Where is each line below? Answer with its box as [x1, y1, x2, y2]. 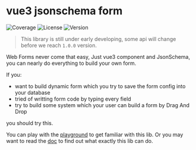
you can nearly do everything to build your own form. [6, 60, 137, 67]
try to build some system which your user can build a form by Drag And [14, 101, 190, 108]
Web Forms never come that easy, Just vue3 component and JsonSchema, [6, 53, 191, 60]
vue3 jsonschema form [6, 4, 123, 18]
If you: [6, 71, 22, 78]
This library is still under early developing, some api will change [20, 35, 176, 42]
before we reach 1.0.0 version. [20, 42, 97, 49]
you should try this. [6, 119, 53, 126]
